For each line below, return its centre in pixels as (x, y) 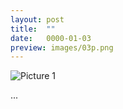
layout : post (37, 19)
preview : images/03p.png (62, 47)
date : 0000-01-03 (51, 38)
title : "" (33, 29)
